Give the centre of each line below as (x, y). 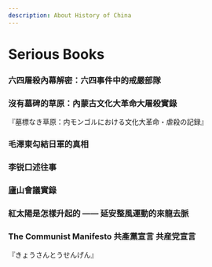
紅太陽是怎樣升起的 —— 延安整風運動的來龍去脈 (99, 213)
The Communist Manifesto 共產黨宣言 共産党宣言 (102, 236)
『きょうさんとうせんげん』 (53, 255)
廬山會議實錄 (33, 190)
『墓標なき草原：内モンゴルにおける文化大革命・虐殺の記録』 (108, 122)
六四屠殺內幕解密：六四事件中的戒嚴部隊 (84, 80)
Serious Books (56, 54)
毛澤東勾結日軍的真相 (48, 144)
